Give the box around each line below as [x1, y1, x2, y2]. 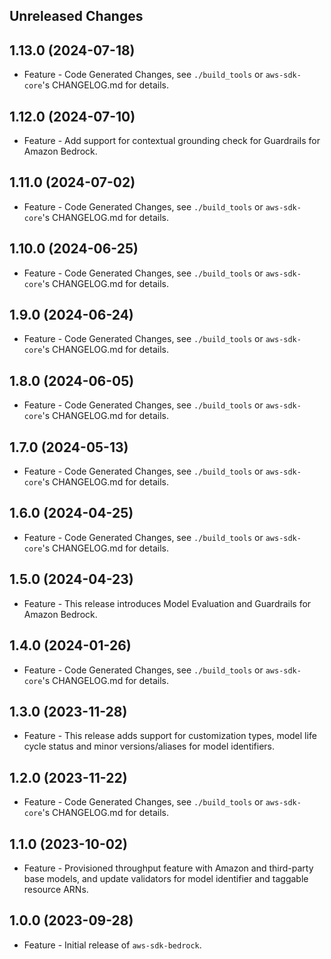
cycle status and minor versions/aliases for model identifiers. [23, 740, 276, 753]
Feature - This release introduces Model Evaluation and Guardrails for [23, 597, 312, 609]
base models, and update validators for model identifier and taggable [23, 872, 309, 884]
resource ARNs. [23, 883, 89, 895]
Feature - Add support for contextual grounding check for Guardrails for [23, 135, 321, 147]
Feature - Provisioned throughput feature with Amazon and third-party [23, 862, 314, 874]
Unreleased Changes [9, 8, 144, 25]
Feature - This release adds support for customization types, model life [23, 730, 317, 742]
